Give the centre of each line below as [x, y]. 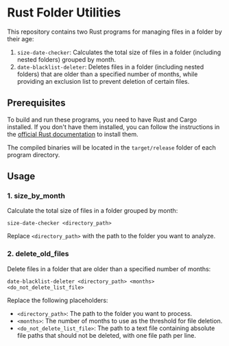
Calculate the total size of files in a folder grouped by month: [93, 211]
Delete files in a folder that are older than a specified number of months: [109, 268]
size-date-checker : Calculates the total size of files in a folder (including [119, 52]
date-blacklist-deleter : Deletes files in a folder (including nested [110, 67]
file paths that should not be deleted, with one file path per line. [107, 335]
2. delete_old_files [38, 254]
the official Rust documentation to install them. [73, 134]
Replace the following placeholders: [58, 300]
